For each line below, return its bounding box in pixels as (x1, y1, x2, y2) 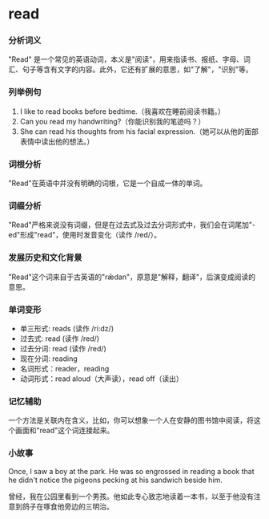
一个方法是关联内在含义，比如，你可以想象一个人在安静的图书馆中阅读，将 (8, 416, 254, 425)
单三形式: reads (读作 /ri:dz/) (19, 323, 114, 333)
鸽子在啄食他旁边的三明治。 (22, 501, 114, 511)
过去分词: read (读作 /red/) (19, 343, 106, 353)
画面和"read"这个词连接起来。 (14, 426, 114, 436)
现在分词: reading (19, 354, 78, 363)
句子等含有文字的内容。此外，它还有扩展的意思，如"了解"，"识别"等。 (22, 65, 254, 75)
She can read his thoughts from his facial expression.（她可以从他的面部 (19, 126, 259, 136)
